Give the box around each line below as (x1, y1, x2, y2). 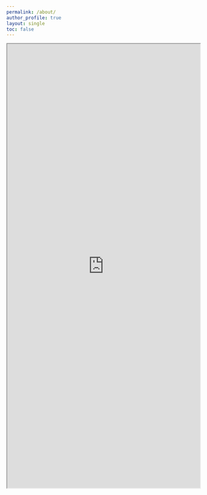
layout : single (6, 20, 45, 26)
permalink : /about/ (6, 9, 56, 15)
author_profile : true (6, 15, 62, 21)
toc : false (6, 26, 34, 32)
